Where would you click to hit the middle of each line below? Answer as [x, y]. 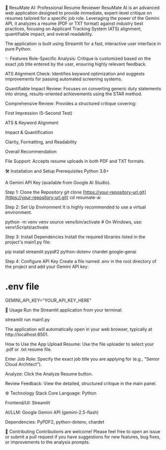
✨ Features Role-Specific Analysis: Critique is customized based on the [78, 59]
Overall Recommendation [31, 152]
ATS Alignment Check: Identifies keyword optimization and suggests [75, 74]
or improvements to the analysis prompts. [48, 442]
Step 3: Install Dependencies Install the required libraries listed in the [75, 237]
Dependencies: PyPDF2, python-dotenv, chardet [55, 422]
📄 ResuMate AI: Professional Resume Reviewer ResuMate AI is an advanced [82, 8]
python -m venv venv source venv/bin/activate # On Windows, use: [74, 222]
